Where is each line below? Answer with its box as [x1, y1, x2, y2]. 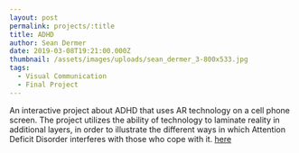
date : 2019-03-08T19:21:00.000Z [9, 47, 131, 56]
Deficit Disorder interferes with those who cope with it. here [9, 133, 232, 144]
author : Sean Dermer [9, 38, 88, 48]
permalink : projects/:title [9, 22, 116, 31]
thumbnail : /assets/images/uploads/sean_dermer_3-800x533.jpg [9, 55, 248, 64]
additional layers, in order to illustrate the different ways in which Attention [9, 123, 286, 135]
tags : [9, 64, 30, 73]
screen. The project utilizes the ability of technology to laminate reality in [9, 114, 280, 125]
